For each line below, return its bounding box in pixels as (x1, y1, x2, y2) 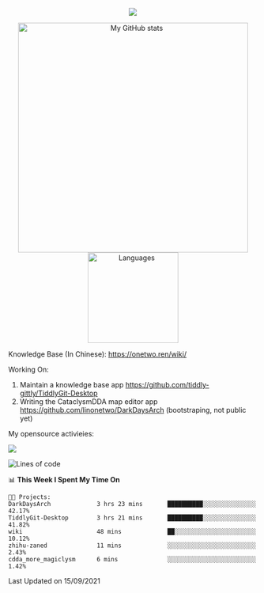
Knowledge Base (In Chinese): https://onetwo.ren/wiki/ (8, 349, 187, 359)
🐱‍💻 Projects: (8, 493, 51, 501)
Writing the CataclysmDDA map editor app (19, 397, 158, 406)
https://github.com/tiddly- (125, 380, 209, 389)
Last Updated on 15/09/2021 (8, 576, 101, 585)
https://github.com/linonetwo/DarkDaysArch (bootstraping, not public (19, 406, 247, 414)
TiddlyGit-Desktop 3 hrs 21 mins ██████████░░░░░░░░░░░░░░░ (8, 514, 257, 522)
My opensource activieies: (8, 429, 95, 438)
